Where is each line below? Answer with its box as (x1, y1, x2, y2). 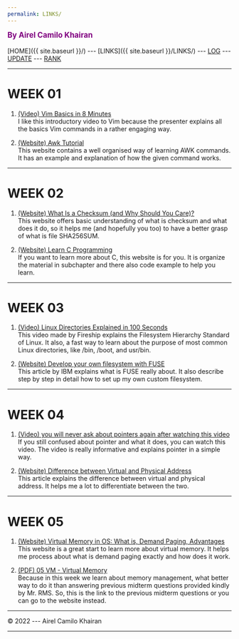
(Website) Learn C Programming (17, 245, 112, 254)
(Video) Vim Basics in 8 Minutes (17, 109, 112, 118)
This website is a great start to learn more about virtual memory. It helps (17, 545, 230, 553)
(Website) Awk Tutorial (17, 138, 84, 147)
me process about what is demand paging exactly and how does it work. (17, 552, 231, 561)
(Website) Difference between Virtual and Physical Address (17, 466, 192, 475)
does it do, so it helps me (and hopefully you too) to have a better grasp (17, 224, 228, 232)
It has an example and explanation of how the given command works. (17, 153, 222, 162)
